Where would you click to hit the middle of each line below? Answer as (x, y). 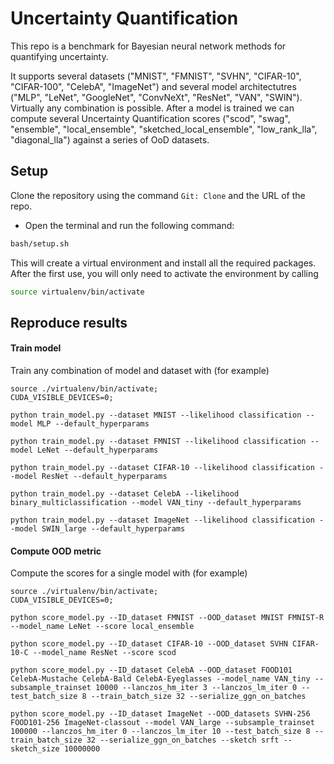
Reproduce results (69, 322)
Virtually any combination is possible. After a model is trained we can (152, 108)
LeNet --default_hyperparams (97, 450)
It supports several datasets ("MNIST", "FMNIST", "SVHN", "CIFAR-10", (156, 76)
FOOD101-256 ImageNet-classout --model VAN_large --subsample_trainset (162, 723)
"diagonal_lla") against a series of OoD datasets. (110, 139)
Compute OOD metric (56, 551)
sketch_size (35, 749)
